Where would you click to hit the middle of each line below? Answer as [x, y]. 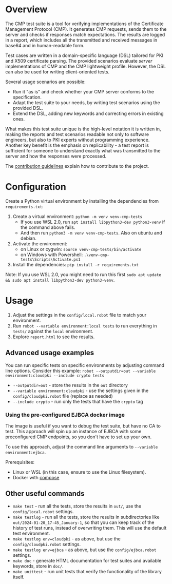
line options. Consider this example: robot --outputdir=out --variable [81, 371]
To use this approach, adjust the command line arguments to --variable [82, 446]
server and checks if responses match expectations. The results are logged [85, 34]
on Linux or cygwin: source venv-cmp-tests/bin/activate [81, 249]
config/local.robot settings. [43, 511]
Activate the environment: [40, 244]
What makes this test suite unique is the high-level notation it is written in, [83, 129]
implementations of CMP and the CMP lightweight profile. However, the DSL [85, 66]
